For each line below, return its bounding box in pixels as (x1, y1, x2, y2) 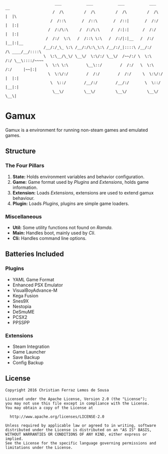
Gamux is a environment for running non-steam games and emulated (5, 127, 148, 133)
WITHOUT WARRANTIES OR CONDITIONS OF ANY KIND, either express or (5, 432, 147, 437)
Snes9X (12, 298, 29, 304)
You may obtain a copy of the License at (5, 405, 94, 410)
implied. (5, 436, 24, 441)
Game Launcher (12, 348, 46, 355)
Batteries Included (5, 250, 64, 259)
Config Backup (12, 360, 44, 366)
